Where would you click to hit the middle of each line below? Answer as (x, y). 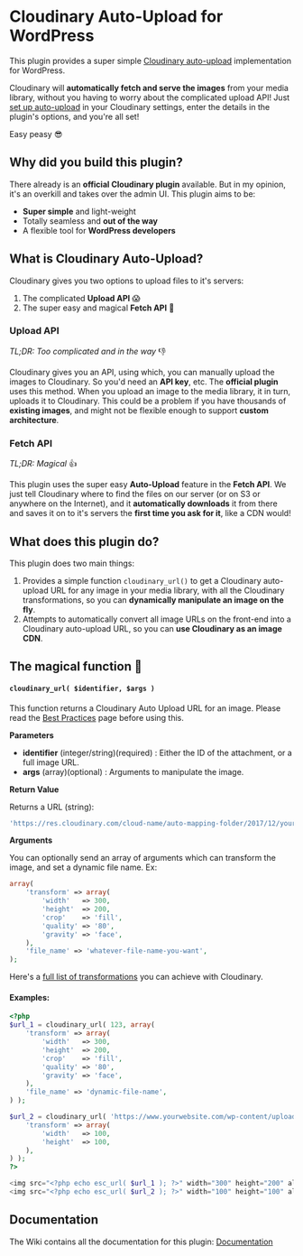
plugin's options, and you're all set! (74, 116)
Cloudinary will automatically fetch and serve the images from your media (149, 88)
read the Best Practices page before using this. (97, 717)
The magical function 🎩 (76, 666)
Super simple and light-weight (79, 211)
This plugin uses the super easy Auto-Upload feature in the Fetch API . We (148, 485)
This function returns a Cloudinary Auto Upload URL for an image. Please (145, 708)
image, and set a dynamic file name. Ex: (83, 867)
